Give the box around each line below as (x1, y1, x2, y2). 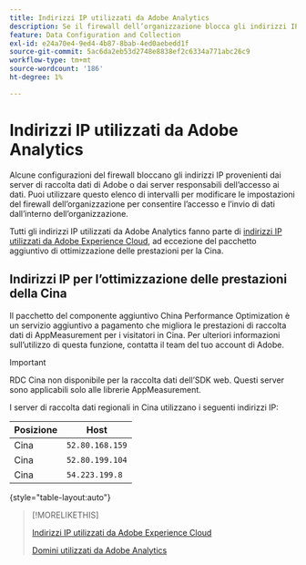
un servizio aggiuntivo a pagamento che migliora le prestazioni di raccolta (9, 320, 287, 331)
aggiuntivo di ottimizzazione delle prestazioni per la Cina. (9, 245, 224, 256)
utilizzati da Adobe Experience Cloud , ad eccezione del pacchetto (9, 235, 257, 246)
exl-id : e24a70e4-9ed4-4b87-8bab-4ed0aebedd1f (9, 38, 189, 48)
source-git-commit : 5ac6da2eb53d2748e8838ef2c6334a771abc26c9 (9, 47, 250, 56)
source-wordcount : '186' (9, 65, 104, 74)
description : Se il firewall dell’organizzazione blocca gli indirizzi (9, 22, 287, 31)
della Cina (9, 286, 67, 302)
